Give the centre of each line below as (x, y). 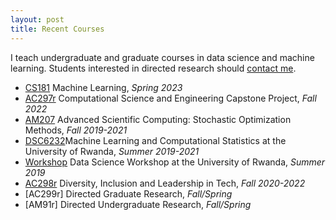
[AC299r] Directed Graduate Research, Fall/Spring (128, 193)
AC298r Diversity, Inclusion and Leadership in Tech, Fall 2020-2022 (165, 183)
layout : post (37, 19)
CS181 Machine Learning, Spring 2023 (103, 87)
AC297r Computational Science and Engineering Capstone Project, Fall (170, 98)
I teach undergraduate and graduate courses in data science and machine (162, 57)
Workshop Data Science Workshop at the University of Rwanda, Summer (175, 162)
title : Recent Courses (57, 29)
